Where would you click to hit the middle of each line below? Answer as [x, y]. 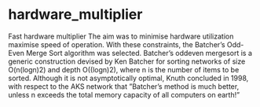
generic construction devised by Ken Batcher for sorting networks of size [127, 61]
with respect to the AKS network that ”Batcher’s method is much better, [124, 86]
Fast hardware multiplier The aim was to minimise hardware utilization [121, 36]
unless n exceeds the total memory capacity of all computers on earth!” [124, 94]
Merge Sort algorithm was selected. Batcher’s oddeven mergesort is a [139, 53]
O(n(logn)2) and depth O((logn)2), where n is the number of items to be [124, 69]
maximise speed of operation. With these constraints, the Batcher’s [117, 44]
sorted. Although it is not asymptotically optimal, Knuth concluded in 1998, [128, 78]
